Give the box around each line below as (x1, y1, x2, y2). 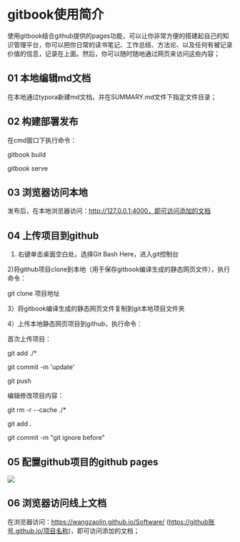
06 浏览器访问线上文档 (7, 497, 107, 509)
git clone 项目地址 (7, 289, 60, 298)
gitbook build (7, 150, 46, 159)
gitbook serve (7, 164, 49, 172)
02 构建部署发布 (7, 116, 79, 128)
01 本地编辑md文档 (7, 72, 91, 84)
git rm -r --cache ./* (7, 406, 66, 414)
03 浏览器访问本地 (7, 186, 88, 199)
